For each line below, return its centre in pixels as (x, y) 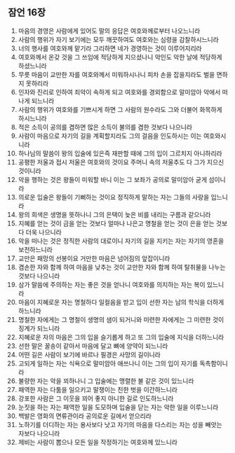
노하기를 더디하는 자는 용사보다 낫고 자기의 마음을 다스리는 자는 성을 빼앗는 (120, 424)
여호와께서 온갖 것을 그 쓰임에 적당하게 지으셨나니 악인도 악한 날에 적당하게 (120, 57)
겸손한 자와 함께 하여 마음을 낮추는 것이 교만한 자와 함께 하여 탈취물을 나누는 (122, 267)
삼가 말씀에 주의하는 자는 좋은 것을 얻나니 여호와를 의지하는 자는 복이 (112, 284)
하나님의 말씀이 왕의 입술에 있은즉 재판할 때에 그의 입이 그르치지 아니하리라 (120, 153)
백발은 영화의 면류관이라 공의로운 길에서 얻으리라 (85, 416)
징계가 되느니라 (39, 328)
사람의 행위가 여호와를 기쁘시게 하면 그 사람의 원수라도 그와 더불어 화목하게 (120, 109)
